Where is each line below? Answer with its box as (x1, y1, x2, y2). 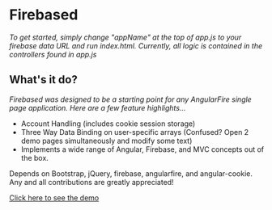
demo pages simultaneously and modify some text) (20, 136, 193, 145)
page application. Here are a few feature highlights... (9, 103, 186, 112)
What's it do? (9, 73, 78, 86)
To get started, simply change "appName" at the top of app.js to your (9, 32, 242, 42)
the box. (20, 153, 49, 162)
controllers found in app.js (9, 49, 97, 59)
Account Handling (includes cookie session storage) (20, 119, 196, 128)
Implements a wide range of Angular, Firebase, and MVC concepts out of (20, 144, 265, 154)
